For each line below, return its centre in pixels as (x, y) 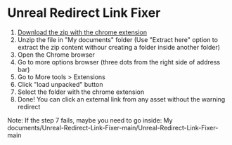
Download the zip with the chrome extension (82, 32)
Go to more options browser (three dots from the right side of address (118, 62)
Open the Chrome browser (56, 55)
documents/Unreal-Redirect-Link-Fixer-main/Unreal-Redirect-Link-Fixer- (113, 127)
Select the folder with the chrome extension (81, 92)
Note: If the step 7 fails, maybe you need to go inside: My (90, 120)
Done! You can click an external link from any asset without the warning (121, 99)
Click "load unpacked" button (60, 84)
